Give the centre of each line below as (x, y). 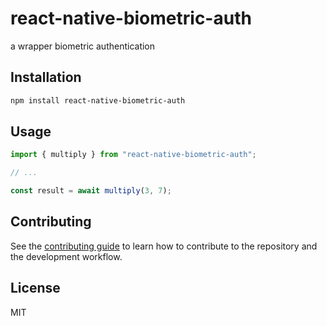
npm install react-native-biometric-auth (98, 100)
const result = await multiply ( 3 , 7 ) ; (91, 191)
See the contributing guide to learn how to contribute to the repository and (164, 246)
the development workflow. (66, 256)
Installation (46, 77)
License (35, 288)
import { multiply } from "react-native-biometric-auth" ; (133, 155)
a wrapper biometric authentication (83, 46)
